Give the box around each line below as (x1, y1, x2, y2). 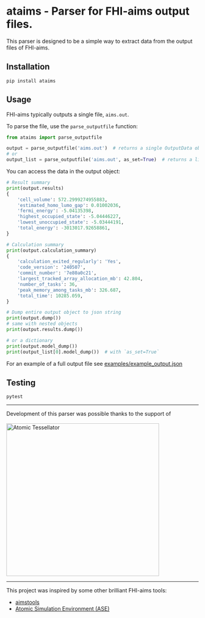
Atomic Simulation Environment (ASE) (15, 605, 110, 613)
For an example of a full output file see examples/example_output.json (6, 360, 183, 367)
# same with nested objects (6, 321, 78, 327)
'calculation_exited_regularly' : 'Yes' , (17, 258, 121, 265)
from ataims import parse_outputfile (6, 134, 103, 140)
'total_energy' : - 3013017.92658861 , (17, 225, 111, 231)
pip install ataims (6, 78, 56, 84)
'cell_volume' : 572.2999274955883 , (17, 197, 108, 203)
